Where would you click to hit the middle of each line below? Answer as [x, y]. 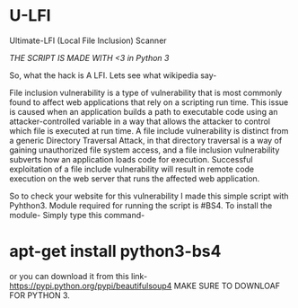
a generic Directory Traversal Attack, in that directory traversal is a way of [146, 140]
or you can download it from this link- [79, 276]
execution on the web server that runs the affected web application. [135, 178]
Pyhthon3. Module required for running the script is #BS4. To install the [141, 205]
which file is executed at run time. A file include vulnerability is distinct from [149, 130]
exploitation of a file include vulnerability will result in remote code [131, 169]
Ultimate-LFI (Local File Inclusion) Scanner [88, 40]
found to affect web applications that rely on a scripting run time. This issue [149, 102]
